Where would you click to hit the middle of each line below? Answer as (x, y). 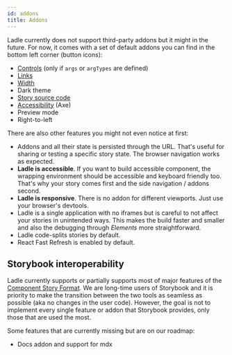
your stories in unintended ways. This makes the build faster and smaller (121, 220)
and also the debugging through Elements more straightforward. (109, 227)
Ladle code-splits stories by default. (69, 235)
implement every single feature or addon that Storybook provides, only (108, 310)
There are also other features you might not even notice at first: (98, 133)
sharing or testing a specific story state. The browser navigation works (118, 154)
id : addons (23, 14)
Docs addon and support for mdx (65, 345)
